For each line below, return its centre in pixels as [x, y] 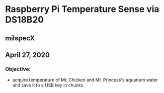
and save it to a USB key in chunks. [48, 85]
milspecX [20, 38]
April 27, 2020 [27, 55]
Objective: [18, 69]
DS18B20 [24, 20]
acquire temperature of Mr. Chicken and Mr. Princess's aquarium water [85, 80]
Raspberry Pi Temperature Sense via [82, 9]
